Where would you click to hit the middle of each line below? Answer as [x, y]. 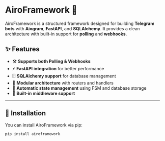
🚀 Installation [26, 113]
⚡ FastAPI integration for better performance [58, 68]
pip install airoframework [33, 134]
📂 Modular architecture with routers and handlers [63, 83]
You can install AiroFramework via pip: [44, 125]
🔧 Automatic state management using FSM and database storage [79, 88]
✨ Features [22, 49]
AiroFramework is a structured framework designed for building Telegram [80, 23]
